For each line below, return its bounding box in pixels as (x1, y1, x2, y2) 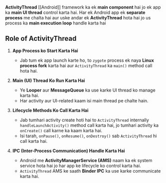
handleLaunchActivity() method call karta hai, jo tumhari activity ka (19, 122, 159, 128)
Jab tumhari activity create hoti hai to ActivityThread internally (19, 117, 150, 123)
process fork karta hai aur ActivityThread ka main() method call (19, 62, 153, 69)
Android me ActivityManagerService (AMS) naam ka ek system (19, 157, 153, 163)
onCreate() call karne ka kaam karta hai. (19, 127, 103, 133)
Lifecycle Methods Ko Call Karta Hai (12, 107, 89, 113)
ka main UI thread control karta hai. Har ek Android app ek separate (5, 9, 146, 15)
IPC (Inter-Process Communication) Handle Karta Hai (12, 148, 125, 154)
